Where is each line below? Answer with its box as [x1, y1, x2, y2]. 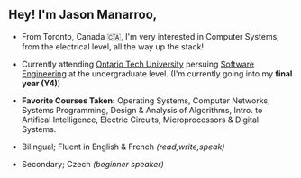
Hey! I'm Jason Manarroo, [8, 7, 158, 22]
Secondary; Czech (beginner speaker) [21, 158, 164, 169]
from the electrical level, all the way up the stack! [21, 40, 205, 52]
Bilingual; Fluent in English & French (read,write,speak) [21, 141, 225, 152]
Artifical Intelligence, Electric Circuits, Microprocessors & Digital [21, 114, 259, 125]
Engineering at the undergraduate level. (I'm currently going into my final [21, 67, 293, 79]
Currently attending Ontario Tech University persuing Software [21, 58, 254, 69]
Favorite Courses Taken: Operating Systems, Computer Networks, [21, 94, 271, 106]
